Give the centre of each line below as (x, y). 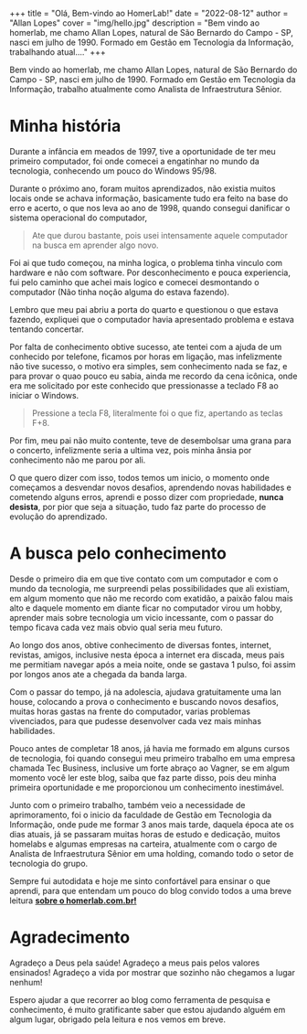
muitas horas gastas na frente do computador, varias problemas (130, 711)
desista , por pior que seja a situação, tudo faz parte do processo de (138, 506)
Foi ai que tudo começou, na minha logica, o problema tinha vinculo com (146, 262)
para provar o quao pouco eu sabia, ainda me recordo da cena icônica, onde (153, 376)
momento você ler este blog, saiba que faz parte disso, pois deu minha (143, 777)
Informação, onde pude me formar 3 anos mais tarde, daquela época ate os (152, 824)
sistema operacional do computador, (79, 218)
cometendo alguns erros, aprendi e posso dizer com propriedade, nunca (147, 496)
